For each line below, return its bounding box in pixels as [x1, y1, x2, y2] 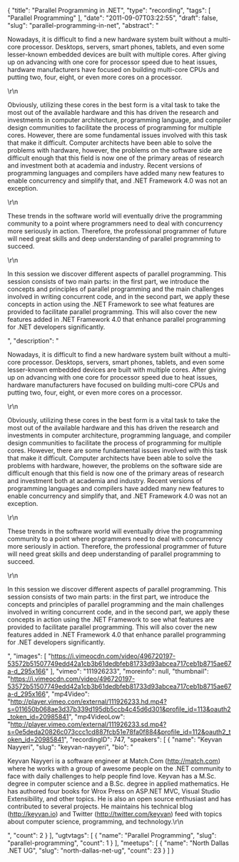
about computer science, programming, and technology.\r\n [7, 817, 184, 826]
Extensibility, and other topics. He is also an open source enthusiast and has [7, 795, 232, 803]
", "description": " [7, 337, 59, 345]
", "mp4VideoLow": [68, 713, 126, 721]
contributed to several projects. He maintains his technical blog [7, 802, 193, 811]
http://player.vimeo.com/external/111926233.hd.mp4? [10, 697, 168, 706]
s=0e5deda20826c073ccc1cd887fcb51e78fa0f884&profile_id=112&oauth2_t [7, 728, 231, 736]
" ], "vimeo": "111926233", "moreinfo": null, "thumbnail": [45, 667, 209, 675]
